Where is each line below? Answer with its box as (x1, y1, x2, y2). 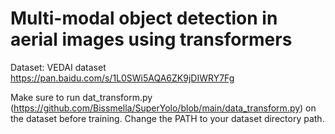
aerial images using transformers (10, 28, 293, 51)
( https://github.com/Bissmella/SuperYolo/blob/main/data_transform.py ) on (10, 102, 317, 114)
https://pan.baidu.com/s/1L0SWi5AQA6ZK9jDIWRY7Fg (10, 72, 235, 84)
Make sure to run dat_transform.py (10, 91, 153, 103)
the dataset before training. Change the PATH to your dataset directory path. (10, 112, 325, 124)
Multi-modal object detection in (10, 7, 278, 30)
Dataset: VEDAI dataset (10, 61, 107, 73)
